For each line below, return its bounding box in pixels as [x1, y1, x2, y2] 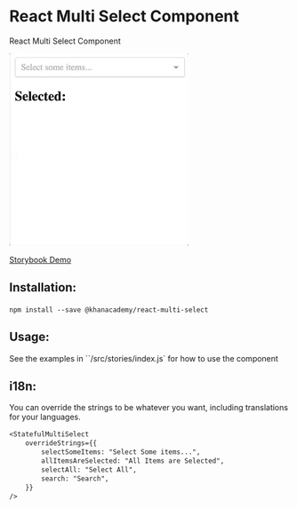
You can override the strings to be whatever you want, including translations [9, 402, 289, 413]
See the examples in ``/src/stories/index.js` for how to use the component [9, 353, 278, 363]
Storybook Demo [9, 254, 72, 265]
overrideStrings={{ [25, 439, 98, 448]
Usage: [9, 330, 51, 345]
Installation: [9, 280, 77, 295]
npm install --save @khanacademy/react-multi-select [9, 305, 209, 314]
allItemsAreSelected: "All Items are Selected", [41, 457, 225, 465]
